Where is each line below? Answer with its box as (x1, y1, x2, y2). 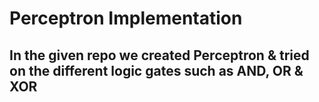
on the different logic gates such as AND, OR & (9, 62, 304, 79)
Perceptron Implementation (9, 7, 243, 30)
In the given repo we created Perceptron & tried (9, 47, 310, 64)
